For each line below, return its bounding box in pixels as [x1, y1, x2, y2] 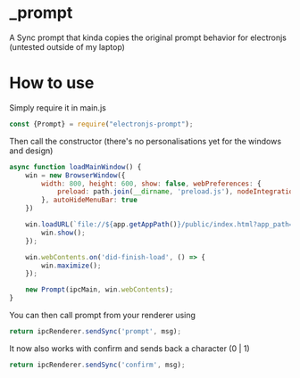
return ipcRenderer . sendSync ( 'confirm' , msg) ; [9, 360, 186, 369]
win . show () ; [41, 228, 87, 237]
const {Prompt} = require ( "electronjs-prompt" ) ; [9, 119, 194, 128]
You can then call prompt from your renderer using [9, 310, 196, 320]
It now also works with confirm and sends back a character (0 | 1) [9, 342, 250, 354]
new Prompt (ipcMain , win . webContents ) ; [25, 285, 174, 294]
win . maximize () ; [41, 261, 102, 270]
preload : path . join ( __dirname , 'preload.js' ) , [56, 187, 234, 196]
